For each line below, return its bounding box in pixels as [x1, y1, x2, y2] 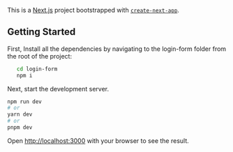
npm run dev [7, 98, 42, 105]
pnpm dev [7, 124, 33, 131]
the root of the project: [7, 52, 72, 60]
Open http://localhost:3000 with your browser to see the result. [7, 136, 190, 145]
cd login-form [16, 66, 58, 73]
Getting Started [7, 26, 76, 38]
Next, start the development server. [7, 84, 110, 93]
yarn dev [7, 111, 33, 118]
